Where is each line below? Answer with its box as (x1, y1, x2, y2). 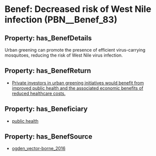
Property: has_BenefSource (4, 133, 93, 141)
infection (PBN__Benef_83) (4, 14, 117, 25)
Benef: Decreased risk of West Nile (4, 3, 152, 15)
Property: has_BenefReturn (4, 67, 91, 75)
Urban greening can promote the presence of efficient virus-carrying (4, 47, 146, 53)
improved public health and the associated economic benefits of (11, 85, 144, 91)
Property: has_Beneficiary (4, 105, 88, 113)
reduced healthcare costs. (11, 90, 66, 96)
